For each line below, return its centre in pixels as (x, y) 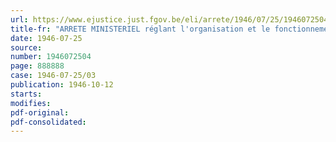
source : (26, 47)
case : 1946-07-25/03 (53, 76)
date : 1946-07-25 (46, 38)
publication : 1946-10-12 (62, 85)
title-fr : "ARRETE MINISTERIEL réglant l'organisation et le (140, 29)
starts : (26, 94)
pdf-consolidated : (48, 122)
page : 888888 (37, 66)
